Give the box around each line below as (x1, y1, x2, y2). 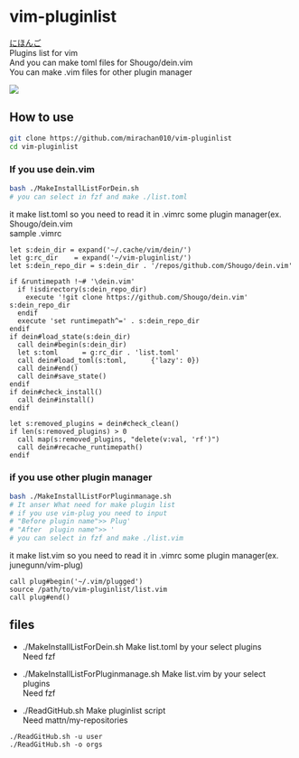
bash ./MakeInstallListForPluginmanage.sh (9, 492, 172, 501)
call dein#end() (17, 364, 79, 373)
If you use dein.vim (9, 163, 95, 176)
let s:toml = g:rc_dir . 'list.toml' (17, 347, 180, 357)
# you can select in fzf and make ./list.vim (9, 534, 183, 543)
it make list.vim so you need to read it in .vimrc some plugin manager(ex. (9, 550, 279, 561)
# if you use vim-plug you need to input (9, 508, 168, 518)
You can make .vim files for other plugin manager (9, 66, 192, 78)
